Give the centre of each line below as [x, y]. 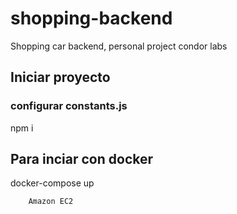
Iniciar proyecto [60, 77]
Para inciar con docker [82, 159]
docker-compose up [52, 183]
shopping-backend [91, 18]
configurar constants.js [69, 106]
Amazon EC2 [51, 202]
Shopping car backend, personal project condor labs [119, 46]
